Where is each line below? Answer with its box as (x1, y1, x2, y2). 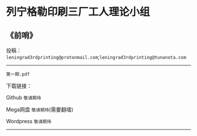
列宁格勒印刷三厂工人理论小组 (6, 5, 151, 19)
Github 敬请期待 (6, 94, 42, 101)
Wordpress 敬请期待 (6, 118, 52, 124)
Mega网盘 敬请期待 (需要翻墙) (6, 106, 73, 113)
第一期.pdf (6, 71, 30, 77)
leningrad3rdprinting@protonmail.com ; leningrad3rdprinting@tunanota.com (6, 54, 186, 60)
